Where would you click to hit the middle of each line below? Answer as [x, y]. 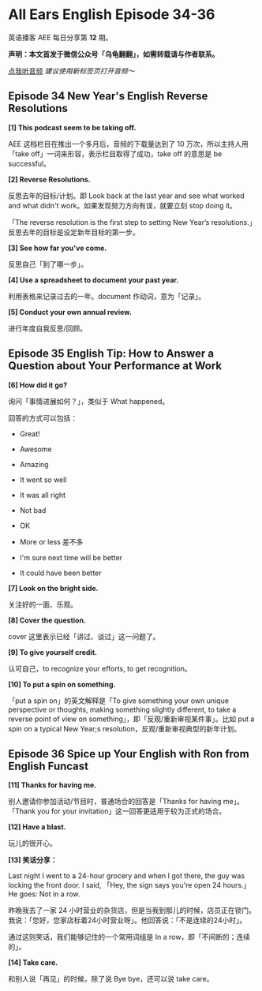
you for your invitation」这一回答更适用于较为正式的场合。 [132, 811]
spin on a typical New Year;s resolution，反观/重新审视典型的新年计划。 [125, 728]
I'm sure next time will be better [71, 557]
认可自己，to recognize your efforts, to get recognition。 [100, 668]
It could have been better [60, 573]
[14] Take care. [33, 963]
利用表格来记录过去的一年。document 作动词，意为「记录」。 [107, 296]
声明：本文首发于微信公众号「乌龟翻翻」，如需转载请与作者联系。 [114, 54]
